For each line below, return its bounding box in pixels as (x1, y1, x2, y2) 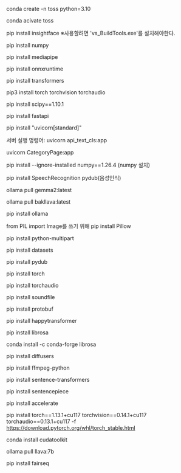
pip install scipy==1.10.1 (6, 100, 64, 108)
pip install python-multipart (6, 235, 74, 242)
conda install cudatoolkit (6, 436, 68, 443)
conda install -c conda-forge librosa (6, 340, 97, 348)
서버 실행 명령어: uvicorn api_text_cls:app (6, 137, 108, 143)
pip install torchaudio (6, 282, 59, 289)
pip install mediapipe (6, 54, 58, 60)
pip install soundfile (6, 294, 55, 300)
